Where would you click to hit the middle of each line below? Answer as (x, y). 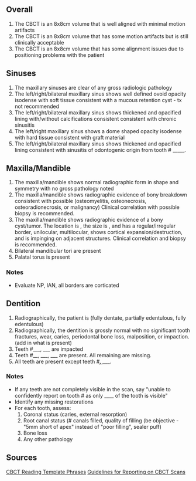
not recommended (37, 106)
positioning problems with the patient (59, 55)
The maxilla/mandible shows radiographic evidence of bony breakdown (101, 195)
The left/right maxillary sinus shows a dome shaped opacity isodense (98, 131)
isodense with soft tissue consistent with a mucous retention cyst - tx (98, 100)
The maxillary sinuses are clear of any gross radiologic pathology (93, 87)
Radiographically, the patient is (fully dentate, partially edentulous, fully (100, 318)
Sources (22, 458)
